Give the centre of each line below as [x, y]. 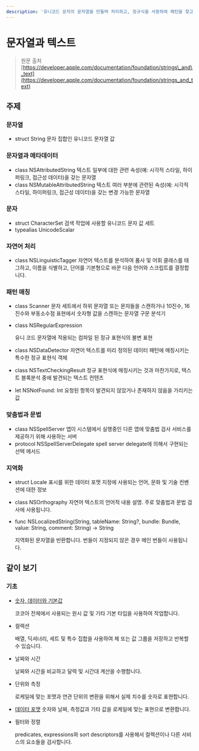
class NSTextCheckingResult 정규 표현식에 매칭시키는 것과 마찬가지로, [97, 370]
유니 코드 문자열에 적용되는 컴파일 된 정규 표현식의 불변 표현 [84, 338]
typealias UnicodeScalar [45, 230]
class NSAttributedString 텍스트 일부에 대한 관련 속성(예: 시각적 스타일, [98, 169]
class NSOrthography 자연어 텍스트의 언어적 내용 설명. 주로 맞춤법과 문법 [100, 502]
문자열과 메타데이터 [32, 156]
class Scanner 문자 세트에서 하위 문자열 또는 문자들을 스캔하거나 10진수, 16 [102, 306]
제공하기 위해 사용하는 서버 [46, 436]
